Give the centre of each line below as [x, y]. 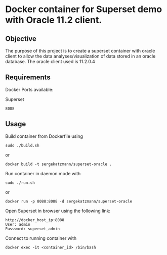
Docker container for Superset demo [84, 9]
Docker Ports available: [29, 89]
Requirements [28, 78]
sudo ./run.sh [20, 183]
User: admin [18, 224]
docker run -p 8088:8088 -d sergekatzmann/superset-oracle [69, 201]
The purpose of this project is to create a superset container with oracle [80, 51]
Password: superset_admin [32, 229]
